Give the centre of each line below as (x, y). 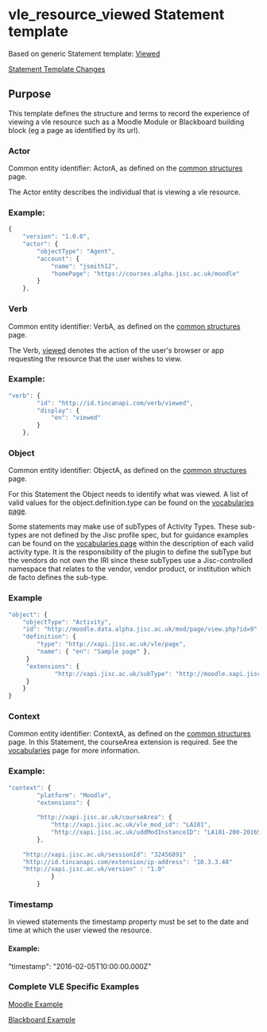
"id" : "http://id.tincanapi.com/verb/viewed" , (115, 403)
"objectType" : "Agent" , (76, 251)
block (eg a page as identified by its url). (74, 130)
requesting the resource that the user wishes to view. (95, 358)
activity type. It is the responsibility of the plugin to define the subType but (130, 552)
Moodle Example (36, 1004)
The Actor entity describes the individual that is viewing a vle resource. (124, 192)
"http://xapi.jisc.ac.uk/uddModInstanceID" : (126, 832)
